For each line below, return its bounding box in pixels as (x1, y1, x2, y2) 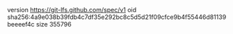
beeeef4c (7, 20, 35, 28)
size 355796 (35, 20, 72, 28)
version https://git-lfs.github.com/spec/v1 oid (7, 6, 137, 14)
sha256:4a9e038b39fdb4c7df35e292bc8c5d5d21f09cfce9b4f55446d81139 (7, 13, 227, 21)
